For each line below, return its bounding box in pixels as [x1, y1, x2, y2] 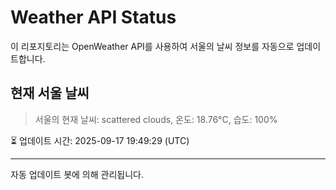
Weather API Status [10, 6, 177, 29]
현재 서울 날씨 [10, 85, 90, 102]
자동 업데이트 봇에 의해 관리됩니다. [10, 168, 144, 180]
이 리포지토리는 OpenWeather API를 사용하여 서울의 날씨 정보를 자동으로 [10, 40, 295, 52]
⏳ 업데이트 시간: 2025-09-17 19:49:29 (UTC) [10, 134, 190, 146]
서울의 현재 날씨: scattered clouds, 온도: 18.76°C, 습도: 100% [34, 113, 278, 125]
